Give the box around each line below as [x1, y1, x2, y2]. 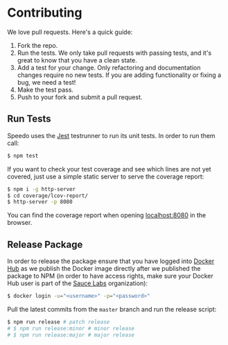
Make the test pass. [17, 85, 74, 94]
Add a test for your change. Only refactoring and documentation [17, 63, 201, 71]
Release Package [7, 238, 83, 251]
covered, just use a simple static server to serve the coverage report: [7, 172, 204, 180]
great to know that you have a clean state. [17, 56, 137, 64]
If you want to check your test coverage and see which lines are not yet [7, 165, 211, 173]
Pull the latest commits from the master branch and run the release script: [7, 305, 217, 313]
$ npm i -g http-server [7, 185, 76, 192]
